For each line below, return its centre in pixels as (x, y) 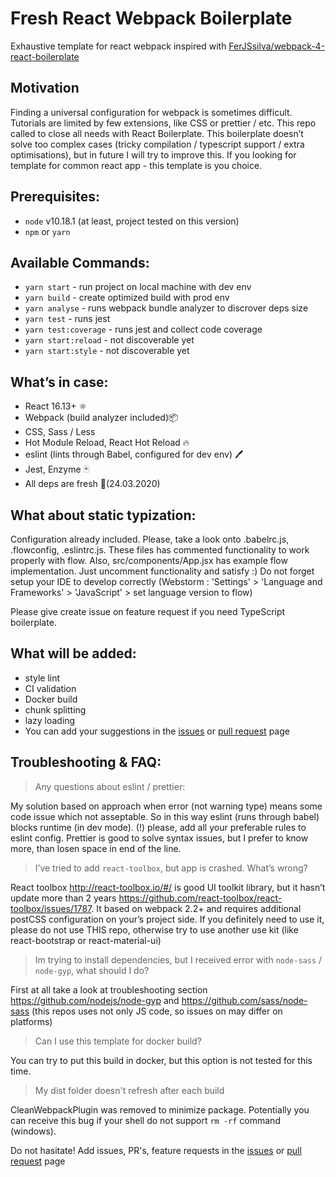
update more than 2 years (63, 898)
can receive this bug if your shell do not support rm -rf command (145, 1120)
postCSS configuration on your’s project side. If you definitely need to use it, (167, 919)
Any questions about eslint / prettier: (110, 786)
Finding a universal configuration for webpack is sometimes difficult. (151, 112)
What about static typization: (103, 515)
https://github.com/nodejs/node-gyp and (95, 1000)
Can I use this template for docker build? (118, 1041)
